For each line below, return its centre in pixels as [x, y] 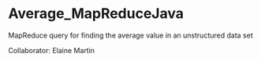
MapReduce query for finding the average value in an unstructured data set [131, 35]
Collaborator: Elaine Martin [52, 50]
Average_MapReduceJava [96, 14]
